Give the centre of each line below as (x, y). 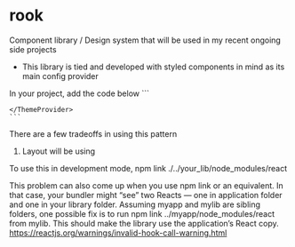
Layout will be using (59, 151)
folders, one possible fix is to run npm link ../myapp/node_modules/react (142, 213)
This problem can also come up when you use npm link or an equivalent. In (147, 185)
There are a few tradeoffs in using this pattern (93, 133)
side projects (33, 49)
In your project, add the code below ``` (79, 93)
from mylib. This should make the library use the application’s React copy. (144, 223)
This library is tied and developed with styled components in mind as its (153, 67)
